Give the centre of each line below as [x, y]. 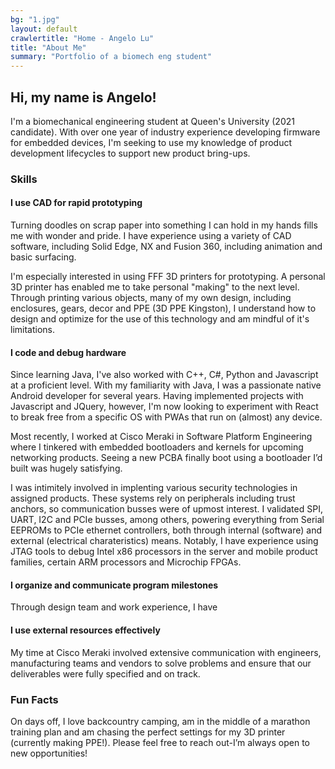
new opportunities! [49, 753]
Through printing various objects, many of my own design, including [151, 298]
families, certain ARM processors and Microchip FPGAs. [126, 562]
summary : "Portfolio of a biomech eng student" [111, 57]
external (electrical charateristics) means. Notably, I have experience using [164, 541]
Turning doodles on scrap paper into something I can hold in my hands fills [164, 225]
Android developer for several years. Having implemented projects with [157, 396]
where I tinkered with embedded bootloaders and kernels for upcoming [157, 447]
